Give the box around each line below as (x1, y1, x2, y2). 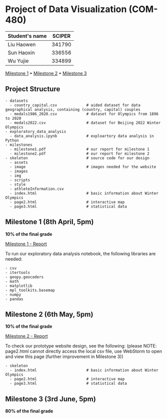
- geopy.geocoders (5, 274, 44, 280)
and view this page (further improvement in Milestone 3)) (5, 354, 124, 360)
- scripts (10, 177, 30, 182)
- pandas (5, 296, 24, 302)
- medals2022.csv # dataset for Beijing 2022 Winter (10, 120, 161, 125)
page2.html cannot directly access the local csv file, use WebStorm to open (5, 348, 162, 355)
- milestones (5, 142, 33, 147)
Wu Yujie (8, 57, 29, 64)
